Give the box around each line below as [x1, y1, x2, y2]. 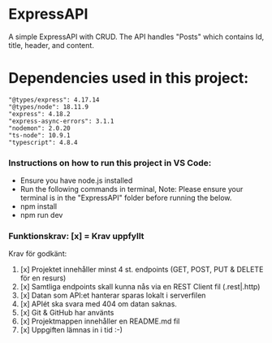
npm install [19, 202, 58, 211]
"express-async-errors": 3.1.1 [8, 117, 114, 125]
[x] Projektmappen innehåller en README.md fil [19, 316, 180, 326]
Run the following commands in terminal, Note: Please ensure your [19, 185, 244, 194]
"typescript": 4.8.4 [8, 138, 79, 146]
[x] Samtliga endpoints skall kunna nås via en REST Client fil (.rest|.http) [19, 282, 261, 292]
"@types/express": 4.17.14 [8, 95, 100, 104]
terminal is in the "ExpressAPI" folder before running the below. [19, 193, 232, 203]
